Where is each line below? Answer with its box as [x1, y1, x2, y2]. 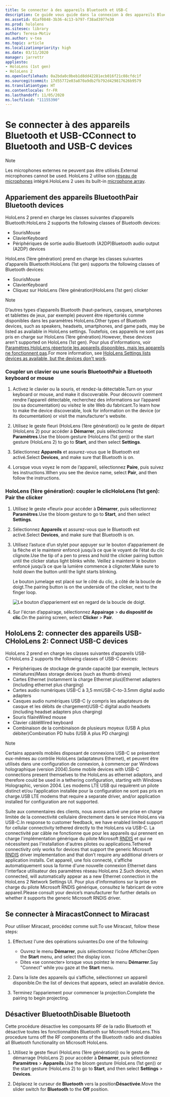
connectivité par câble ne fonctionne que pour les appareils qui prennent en [5, 830, 163, 836]
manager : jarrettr [5, 54, 44, 60]
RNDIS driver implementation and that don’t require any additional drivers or [5, 852, 163, 858]
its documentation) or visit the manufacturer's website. [12, 413, 127, 419]
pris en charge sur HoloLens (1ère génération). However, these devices [5, 334, 152, 340]
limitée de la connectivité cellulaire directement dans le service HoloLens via [5, 814, 165, 820]
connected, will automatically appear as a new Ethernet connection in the [5, 873, 158, 879]
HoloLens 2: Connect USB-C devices [10, 636, 128, 646]
